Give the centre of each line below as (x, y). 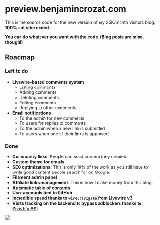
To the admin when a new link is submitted (62, 128)
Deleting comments (39, 97)
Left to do (17, 71)
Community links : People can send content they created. (70, 156)
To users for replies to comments (53, 123)
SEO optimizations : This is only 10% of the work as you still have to (80, 167)
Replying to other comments (48, 107)
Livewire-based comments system (48, 82)
